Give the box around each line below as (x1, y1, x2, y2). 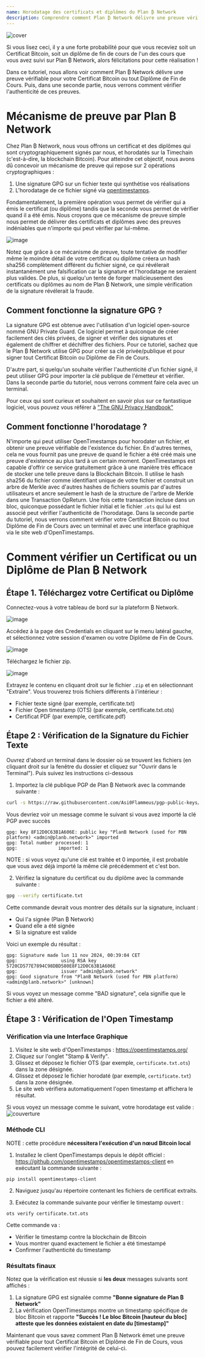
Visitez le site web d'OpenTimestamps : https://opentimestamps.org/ (15, 1046, 188, 1054)
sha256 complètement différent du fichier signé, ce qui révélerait (6, 261, 170, 269)
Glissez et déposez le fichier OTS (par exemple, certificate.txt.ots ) (15, 1059, 190, 1067)
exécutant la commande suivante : (15, 1164, 102, 1171)
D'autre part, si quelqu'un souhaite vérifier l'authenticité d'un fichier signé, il (6, 366, 198, 373)
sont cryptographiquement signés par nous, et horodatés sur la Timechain (6, 149, 193, 156)
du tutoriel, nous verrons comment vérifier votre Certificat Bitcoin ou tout (6, 516, 190, 523)
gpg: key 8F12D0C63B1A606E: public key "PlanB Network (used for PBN (6, 829, 187, 835)
